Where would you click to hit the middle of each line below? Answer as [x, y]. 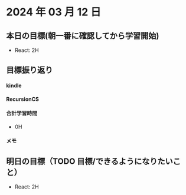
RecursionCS [23, 99]
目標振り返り [30, 70]
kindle [14, 85]
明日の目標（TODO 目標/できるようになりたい [89, 161]
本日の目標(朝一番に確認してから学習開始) [83, 36]
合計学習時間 [22, 113]
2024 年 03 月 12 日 [54, 12]
